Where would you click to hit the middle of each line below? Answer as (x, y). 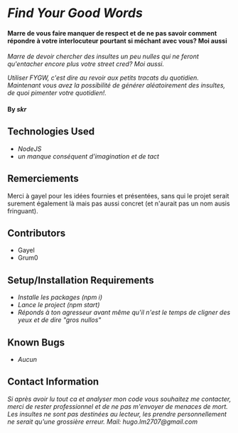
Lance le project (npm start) (59, 305)
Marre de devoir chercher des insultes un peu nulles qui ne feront (103, 57)
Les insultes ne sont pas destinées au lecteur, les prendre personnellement (117, 414)
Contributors (37, 233)
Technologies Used (51, 132)
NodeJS (29, 149)
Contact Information (53, 382)
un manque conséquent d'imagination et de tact (88, 156)
